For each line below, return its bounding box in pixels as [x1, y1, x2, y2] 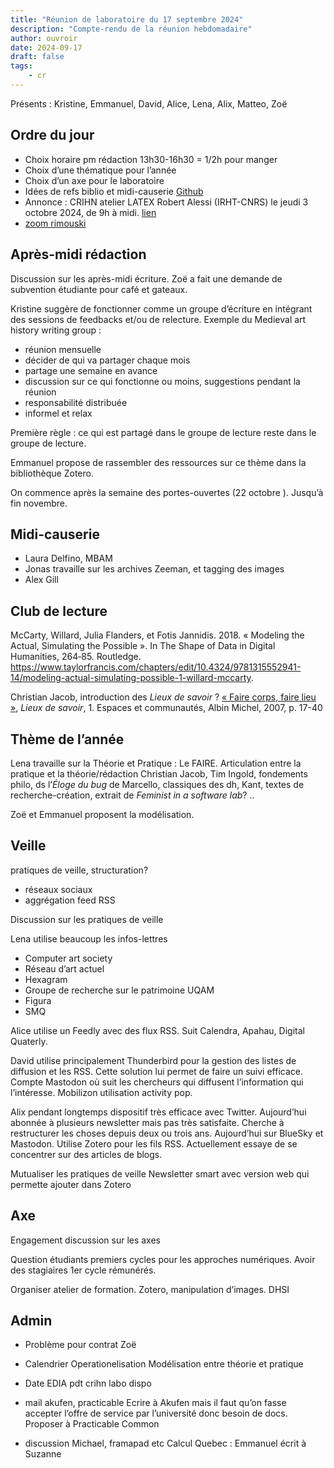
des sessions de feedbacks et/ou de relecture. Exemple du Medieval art [10, 313, 307, 325]
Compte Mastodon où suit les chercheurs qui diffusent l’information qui [10, 1076, 304, 1088]
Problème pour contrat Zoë [24, 1339, 137, 1351]
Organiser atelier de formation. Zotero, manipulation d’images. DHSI [10, 1283, 290, 1295]
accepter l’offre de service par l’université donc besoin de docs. [24, 1407, 288, 1420]
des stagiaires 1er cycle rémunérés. [10, 1264, 157, 1276]
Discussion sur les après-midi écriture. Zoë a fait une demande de [10, 272, 283, 285]
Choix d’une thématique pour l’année [24, 164, 177, 176]
